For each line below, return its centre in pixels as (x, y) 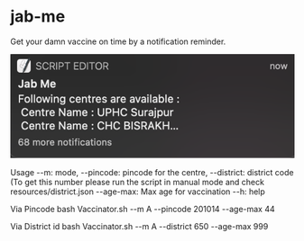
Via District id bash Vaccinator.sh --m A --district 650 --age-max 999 (139, 226)
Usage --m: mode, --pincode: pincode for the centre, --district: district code (152, 172)
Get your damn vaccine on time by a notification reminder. (118, 41)
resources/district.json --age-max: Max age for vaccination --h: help (138, 192)
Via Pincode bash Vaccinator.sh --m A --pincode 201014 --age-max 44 (143, 209)
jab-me (38, 17)
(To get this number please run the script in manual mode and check (138, 182)
